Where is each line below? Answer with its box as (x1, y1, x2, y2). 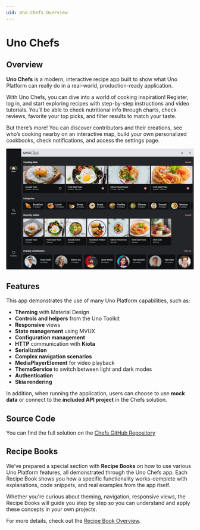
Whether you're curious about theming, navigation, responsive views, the (6, 492, 186, 500)
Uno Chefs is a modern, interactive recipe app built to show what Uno (6, 75, 177, 83)
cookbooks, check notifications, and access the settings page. (6, 137, 160, 144)
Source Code (6, 413, 55, 423)
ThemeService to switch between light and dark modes (14, 365, 152, 373)
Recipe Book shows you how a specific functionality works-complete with (6, 475, 187, 482)
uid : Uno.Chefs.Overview (6, 10, 68, 16)
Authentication (14, 372, 54, 379)
